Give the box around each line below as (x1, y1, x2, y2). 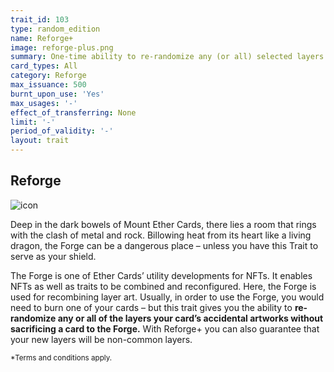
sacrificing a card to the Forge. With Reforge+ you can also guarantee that (10, 322, 320, 335)
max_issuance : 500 (10, 80, 87, 90)
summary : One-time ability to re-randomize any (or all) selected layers (10, 52, 325, 62)
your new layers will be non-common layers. (10, 333, 193, 345)
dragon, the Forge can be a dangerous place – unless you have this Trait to (10, 239, 319, 251)
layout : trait (10, 136, 70, 146)
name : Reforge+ (10, 33, 74, 43)
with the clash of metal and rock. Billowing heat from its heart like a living (10, 229, 312, 241)
